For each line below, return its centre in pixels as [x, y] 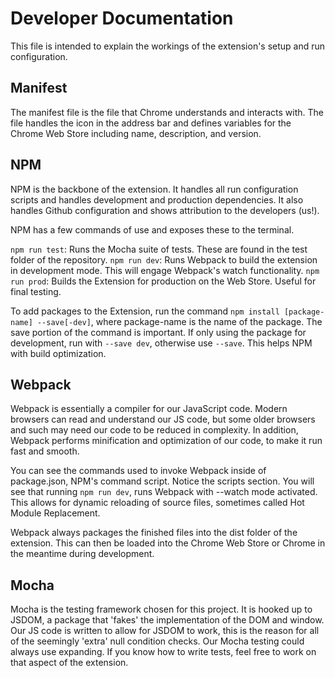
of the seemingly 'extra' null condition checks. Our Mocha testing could [157, 641]
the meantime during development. [82, 554]
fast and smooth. [45, 451]
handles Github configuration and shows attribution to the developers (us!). [165, 210]
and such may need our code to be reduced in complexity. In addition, [154, 430]
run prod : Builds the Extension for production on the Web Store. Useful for [163, 281]
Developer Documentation [122, 18]
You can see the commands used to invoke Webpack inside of [138, 471]
